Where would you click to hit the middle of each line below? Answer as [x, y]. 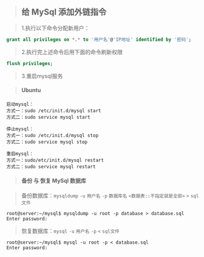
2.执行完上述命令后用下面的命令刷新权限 [72, 52]
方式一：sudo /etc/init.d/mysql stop [53, 135]
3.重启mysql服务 [42, 76]
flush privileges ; [30, 63]
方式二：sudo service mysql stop [47, 142]
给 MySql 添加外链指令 [64, 12]
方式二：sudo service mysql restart [51, 167]
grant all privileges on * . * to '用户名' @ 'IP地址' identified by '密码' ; [99, 40]
